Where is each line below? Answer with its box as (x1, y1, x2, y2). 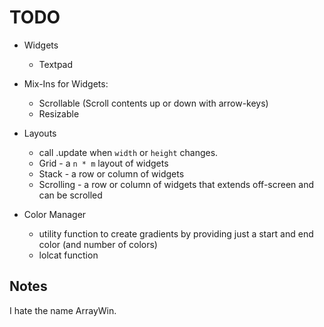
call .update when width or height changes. (38, 146, 219, 158)
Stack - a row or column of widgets (38, 167, 185, 180)
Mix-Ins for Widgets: (23, 77, 109, 90)
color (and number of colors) (38, 238, 158, 250)
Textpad (38, 58, 74, 70)
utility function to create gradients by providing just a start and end (38, 227, 314, 240)
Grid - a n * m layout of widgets (38, 157, 169, 169)
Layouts (23, 127, 57, 139)
